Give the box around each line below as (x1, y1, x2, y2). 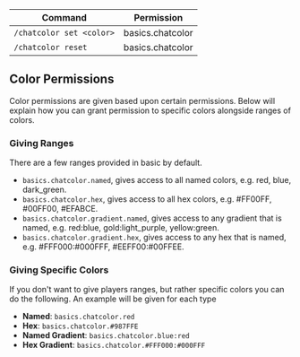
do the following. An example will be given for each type (9, 293, 217, 304)
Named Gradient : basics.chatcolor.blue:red (21, 330, 190, 341)
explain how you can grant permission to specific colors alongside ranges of (9, 105, 291, 116)
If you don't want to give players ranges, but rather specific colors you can (9, 284, 285, 295)
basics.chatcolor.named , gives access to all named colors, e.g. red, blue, (21, 175, 292, 186)
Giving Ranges (9, 136, 74, 149)
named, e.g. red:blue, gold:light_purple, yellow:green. (21, 222, 219, 233)
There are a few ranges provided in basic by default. (9, 157, 203, 169)
